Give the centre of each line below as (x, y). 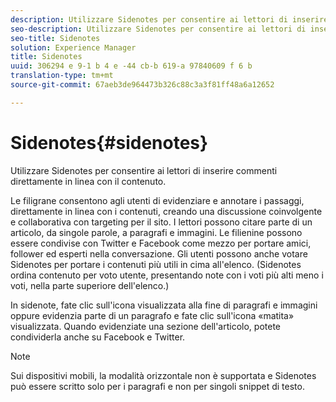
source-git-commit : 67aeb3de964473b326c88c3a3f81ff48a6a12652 (142, 85)
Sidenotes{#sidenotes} (109, 142)
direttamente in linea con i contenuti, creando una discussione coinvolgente (166, 211)
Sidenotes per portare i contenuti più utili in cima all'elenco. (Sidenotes (156, 264)
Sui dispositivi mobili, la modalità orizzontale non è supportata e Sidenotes (163, 375)
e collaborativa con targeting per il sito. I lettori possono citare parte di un (161, 222)
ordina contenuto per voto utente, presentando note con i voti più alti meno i (167, 275)
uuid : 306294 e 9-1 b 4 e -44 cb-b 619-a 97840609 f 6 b (131, 66)
